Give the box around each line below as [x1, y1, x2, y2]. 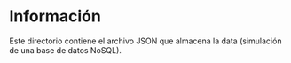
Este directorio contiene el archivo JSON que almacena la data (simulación [9, 35, 282, 46]
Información [9, 6, 102, 27]
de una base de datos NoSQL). [9, 44, 122, 55]
